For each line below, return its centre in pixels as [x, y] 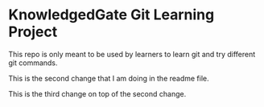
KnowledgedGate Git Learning [111, 15]
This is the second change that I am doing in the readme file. [109, 78]
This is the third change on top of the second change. [97, 93]
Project [33, 32]
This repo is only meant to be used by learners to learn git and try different [132, 54]
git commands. [33, 63]
